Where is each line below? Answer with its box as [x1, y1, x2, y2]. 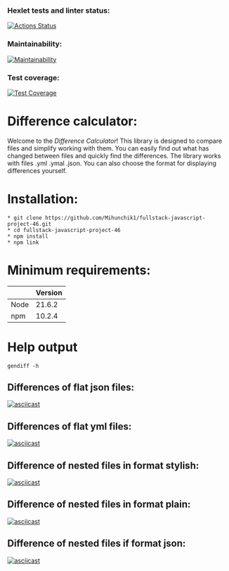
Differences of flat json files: [7, 382, 135, 394]
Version [35, 288, 63, 297]
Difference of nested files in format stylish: [7, 459, 199, 471]
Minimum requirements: [7, 262, 151, 278]
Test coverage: [7, 72, 60, 82]
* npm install [7, 233, 49, 240]
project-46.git [7, 220, 52, 227]
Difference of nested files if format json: [7, 537, 186, 550]
